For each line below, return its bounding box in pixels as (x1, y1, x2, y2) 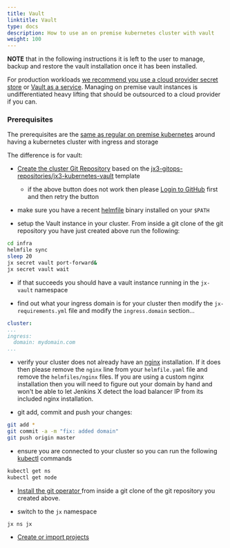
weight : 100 (7, 36, 41, 43)
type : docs (7, 23, 39, 30)
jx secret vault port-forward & (7, 260, 97, 267)
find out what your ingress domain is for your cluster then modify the (17, 299, 213, 308)
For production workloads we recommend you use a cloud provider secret (7, 75, 219, 84)
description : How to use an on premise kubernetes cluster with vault (7, 29, 215, 37)
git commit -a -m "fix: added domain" (7, 428, 119, 435)
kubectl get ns (7, 467, 51, 474)
